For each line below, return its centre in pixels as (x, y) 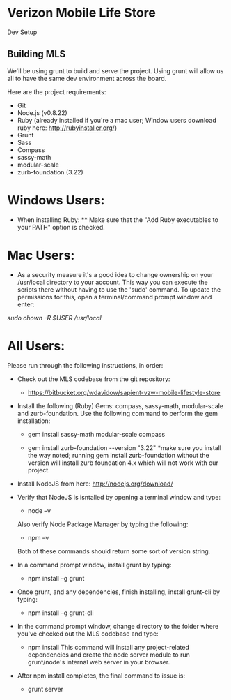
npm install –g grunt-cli (61, 613)
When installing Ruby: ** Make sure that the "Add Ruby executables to (118, 219)
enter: (26, 304)
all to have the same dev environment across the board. (87, 78)
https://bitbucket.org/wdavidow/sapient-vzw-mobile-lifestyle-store (124, 392)
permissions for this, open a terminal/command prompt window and (114, 297)
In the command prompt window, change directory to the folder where (118, 626)
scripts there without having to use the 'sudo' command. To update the (119, 289)
